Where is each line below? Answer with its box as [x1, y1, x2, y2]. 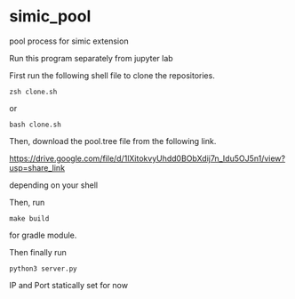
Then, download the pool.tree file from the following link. [9, 135, 217, 146]
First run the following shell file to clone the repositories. [9, 69, 215, 81]
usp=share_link [9, 162, 65, 173]
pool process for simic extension [9, 36, 129, 46]
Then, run [9, 197, 45, 207]
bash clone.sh [9, 120, 62, 129]
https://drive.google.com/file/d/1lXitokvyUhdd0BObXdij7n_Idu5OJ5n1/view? [9, 153, 286, 164]
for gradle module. [9, 230, 77, 240]
